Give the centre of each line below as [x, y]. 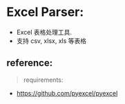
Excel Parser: [45, 12]
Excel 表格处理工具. [44, 32]
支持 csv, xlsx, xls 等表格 [51, 41]
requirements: [43, 80]
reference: [30, 63]
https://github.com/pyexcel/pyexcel [67, 93]
